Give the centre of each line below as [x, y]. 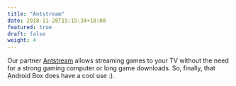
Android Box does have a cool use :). [61, 76]
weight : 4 [22, 41]
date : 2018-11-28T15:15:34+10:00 [57, 21]
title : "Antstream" [36, 14]
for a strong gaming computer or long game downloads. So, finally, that [112, 68]
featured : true [30, 27]
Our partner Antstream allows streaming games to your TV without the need [118, 60]
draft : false [27, 34]
